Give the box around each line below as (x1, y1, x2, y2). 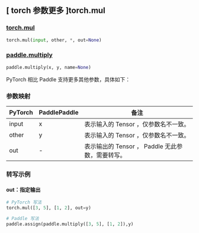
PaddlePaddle (38, 109, 79, 117)
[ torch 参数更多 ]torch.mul (6, 5, 105, 16)
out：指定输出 (6, 186, 41, 193)
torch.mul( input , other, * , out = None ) (6, 37, 102, 43)
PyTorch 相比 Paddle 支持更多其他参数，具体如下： (6, 76, 131, 83)
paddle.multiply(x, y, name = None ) (6, 64, 92, 70)
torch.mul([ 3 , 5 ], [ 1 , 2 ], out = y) (6, 205, 92, 211)
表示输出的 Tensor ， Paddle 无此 (84, 142, 177, 150)
